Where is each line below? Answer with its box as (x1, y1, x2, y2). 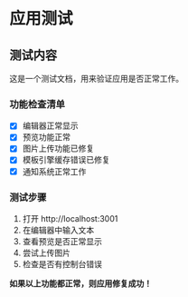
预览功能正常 (22, 132, 70, 143)
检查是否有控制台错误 (22, 258, 102, 269)
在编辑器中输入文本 (22, 224, 95, 235)
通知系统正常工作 (22, 165, 87, 177)
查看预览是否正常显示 (22, 235, 102, 246)
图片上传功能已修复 (22, 143, 95, 154)
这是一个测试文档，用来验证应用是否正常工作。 (9, 74, 183, 84)
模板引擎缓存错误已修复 (22, 154, 110, 165)
